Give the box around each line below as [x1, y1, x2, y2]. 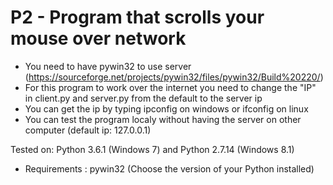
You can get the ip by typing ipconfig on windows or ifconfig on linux [24, 102, 309, 115]
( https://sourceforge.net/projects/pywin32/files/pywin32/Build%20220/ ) [24, 71, 324, 83]
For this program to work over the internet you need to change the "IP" [24, 81, 317, 93]
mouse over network [10, 27, 187, 50]
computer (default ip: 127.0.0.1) [24, 124, 152, 136]
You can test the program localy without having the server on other [24, 113, 302, 125]
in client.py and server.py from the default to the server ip [24, 92, 263, 104]
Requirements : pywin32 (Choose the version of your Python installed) [24, 162, 315, 175]
